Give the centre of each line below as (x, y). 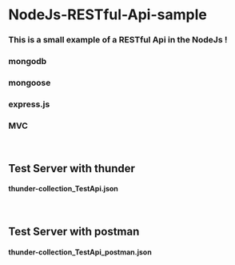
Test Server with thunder (72, 169)
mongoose (30, 82)
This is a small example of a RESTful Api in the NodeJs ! (118, 40)
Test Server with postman (74, 232)
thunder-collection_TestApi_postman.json (80, 252)
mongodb (28, 62)
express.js (29, 104)
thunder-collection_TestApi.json (63, 189)
